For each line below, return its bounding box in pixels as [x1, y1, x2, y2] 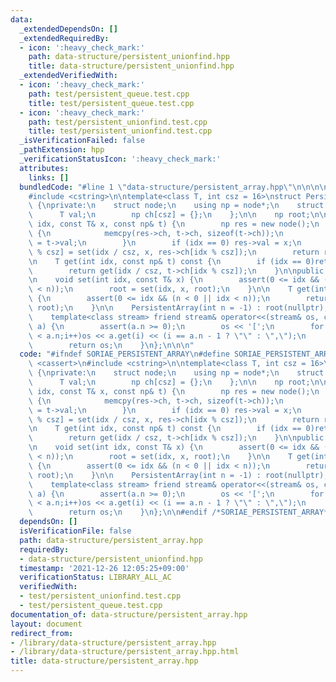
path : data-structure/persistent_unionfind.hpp [28, 52, 230, 62]
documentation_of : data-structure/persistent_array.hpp [10, 609, 248, 620]
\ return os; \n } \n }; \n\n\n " [28, 340, 195, 350]
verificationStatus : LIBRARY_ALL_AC [19, 572, 172, 583]
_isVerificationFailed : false [19, 136, 145, 146]
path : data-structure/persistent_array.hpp [19, 535, 203, 545]
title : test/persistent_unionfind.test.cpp [28, 126, 213, 136]
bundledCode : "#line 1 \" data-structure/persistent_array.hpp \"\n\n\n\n [19, 182, 329, 192]
